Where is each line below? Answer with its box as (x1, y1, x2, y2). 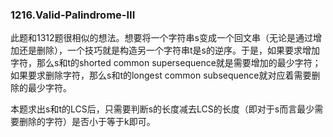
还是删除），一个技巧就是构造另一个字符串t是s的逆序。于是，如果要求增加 (18, 44, 320, 57)
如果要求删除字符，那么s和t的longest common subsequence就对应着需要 (10, 69, 312, 82)
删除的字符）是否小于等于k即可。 (18, 116, 156, 128)
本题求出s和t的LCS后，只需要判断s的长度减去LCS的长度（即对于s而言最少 (10, 103, 315, 115)
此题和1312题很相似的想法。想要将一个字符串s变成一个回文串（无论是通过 (10, 32, 313, 44)
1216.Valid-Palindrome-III (10, 8, 136, 22)
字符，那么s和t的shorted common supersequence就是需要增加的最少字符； (10, 57, 322, 69)
